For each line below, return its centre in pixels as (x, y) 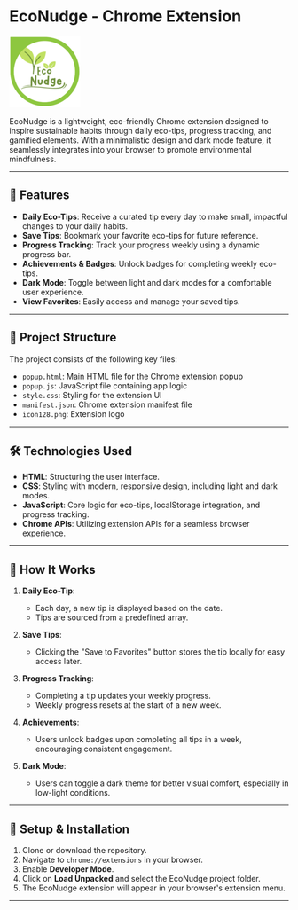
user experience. (53, 292)
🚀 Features (39, 196)
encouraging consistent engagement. (104, 749)
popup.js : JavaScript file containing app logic (105, 385)
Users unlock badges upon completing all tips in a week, (138, 740)
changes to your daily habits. (75, 226)
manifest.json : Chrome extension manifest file (107, 404)
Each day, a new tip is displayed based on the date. (129, 608)
